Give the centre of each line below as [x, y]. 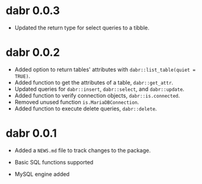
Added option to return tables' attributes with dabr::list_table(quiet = [105, 69]
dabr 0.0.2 [33, 52]
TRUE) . [22, 76]
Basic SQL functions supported [54, 162]
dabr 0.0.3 [33, 11]
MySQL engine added [42, 174]
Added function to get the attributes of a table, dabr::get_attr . [94, 82]
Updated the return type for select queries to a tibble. [82, 28]
